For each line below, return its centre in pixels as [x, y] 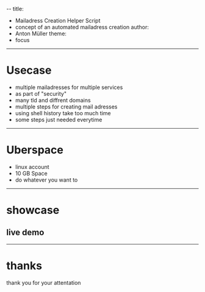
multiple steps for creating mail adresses [66, 107]
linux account [32, 166]
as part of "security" [41, 93]
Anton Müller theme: [41, 34]
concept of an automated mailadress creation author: [82, 27]
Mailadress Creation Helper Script [58, 20]
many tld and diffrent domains [53, 100]
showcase [33, 210]
